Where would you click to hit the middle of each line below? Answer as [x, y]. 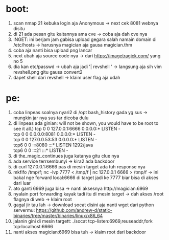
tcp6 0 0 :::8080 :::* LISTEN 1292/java [53, 145]
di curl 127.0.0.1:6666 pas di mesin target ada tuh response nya [79, 166]
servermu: [24, 210]
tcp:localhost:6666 [33, 226]
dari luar [22, 183]
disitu [19, 28]
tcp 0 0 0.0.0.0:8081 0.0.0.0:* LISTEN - [54, 134]
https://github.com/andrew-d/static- [74, 210]
